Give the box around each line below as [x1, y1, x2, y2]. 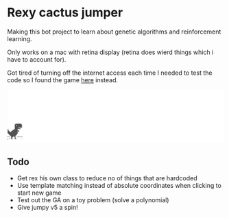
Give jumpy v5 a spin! [16, 204, 78, 212]
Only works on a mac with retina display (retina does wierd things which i [7, 48, 214, 56]
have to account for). [7, 55, 67, 63]
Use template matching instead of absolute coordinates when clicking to [16, 182, 221, 190]
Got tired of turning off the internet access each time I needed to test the [7, 69, 213, 77]
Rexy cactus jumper [7, 5, 123, 21]
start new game [16, 189, 62, 197]
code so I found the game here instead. [7, 75, 119, 84]
